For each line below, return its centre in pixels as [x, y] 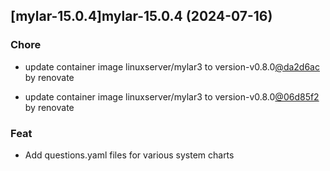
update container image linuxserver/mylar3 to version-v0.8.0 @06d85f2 [172, 96]
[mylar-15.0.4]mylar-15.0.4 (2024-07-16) [141, 16]
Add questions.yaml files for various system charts [129, 155]
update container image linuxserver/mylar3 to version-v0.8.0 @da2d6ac [172, 66]
